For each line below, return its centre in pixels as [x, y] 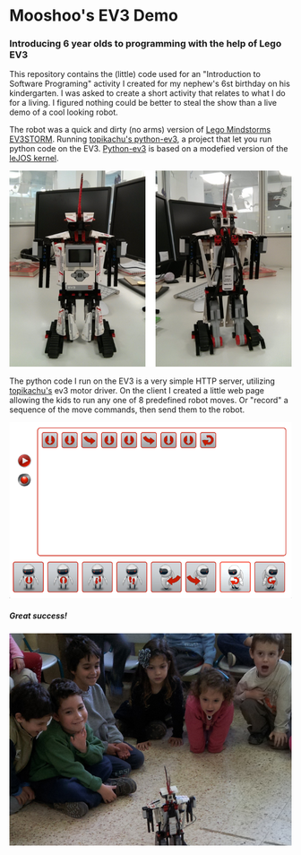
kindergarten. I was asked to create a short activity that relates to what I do [147, 93]
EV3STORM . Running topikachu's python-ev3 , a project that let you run [141, 139]
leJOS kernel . [34, 159]
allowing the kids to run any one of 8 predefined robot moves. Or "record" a [149, 400]
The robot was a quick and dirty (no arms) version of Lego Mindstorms [140, 130]
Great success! [39, 616]
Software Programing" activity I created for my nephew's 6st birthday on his [150, 84]
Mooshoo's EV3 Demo [94, 16]
